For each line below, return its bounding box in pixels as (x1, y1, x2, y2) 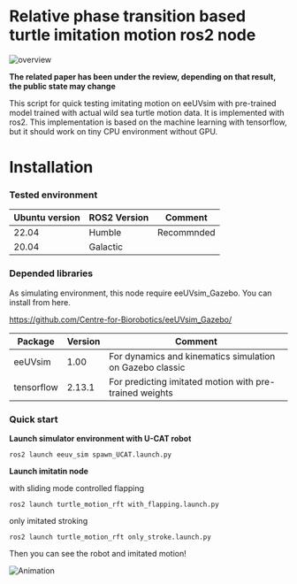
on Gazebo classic (109, 361, 186, 373)
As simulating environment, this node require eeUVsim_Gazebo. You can (9, 288, 272, 298)
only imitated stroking (9, 516, 88, 526)
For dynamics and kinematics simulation (109, 350, 276, 362)
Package (17, 334, 55, 347)
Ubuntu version (13, 211, 81, 224)
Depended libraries (9, 267, 94, 280)
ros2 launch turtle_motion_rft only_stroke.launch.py (9, 533, 212, 542)
